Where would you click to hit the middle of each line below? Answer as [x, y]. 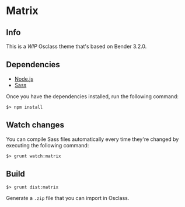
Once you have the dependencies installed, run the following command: [92, 96]
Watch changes [35, 125]
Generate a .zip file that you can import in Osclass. [68, 198]
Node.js [24, 79]
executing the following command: [48, 145]
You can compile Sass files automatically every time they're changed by [92, 139]
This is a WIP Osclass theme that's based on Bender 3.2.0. [76, 46]
